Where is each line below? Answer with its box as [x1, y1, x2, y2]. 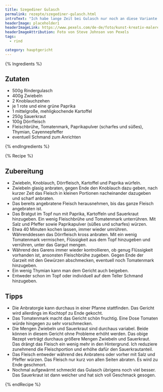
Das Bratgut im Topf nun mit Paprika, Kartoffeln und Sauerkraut [12, 211, 139, 217]
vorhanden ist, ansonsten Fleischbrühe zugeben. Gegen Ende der [12, 252, 144, 258]
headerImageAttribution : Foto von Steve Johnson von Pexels [5, 30, 130, 34]
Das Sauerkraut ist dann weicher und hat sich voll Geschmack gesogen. [12, 372, 156, 378]
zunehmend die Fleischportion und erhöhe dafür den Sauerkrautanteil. [12, 346, 153, 352]
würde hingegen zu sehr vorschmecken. [12, 321, 93, 326]
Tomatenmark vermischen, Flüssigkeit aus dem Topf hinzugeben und [12, 237, 150, 243]
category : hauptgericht [5, 47, 53, 52]
